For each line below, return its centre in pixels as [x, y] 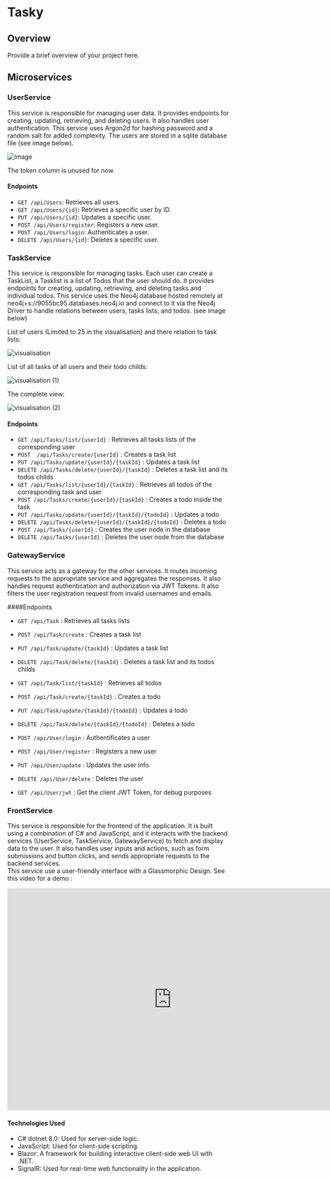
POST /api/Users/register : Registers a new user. [88, 224]
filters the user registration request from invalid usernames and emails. [110, 593]
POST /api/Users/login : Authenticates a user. [83, 232]
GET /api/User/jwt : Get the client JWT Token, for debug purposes [114, 792]
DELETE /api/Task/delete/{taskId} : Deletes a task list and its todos [116, 661]
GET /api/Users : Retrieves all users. [69, 202]
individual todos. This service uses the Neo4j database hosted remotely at [115, 296]
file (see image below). [41, 143]
